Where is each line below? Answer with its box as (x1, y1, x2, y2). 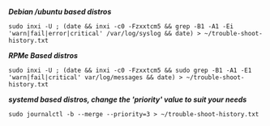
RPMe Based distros (8, 51, 79, 60)
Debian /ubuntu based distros (8, 7, 112, 16)
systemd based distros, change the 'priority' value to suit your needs (8, 94, 247, 104)
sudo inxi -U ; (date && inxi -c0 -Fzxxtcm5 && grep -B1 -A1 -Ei (8, 23, 234, 31)
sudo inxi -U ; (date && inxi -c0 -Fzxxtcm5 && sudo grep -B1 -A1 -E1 (8, 66, 252, 74)
